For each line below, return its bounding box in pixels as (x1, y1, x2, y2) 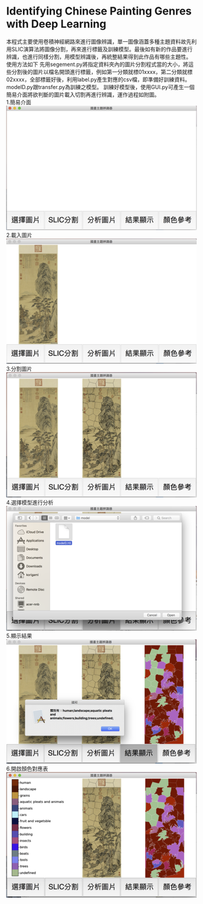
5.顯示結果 (6, 632, 32, 639)
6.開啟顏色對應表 (6, 765, 48, 772)
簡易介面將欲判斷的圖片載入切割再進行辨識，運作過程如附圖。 (6, 91, 160, 98)
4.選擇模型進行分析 (6, 499, 54, 506)
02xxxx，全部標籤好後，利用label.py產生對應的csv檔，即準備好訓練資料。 (6, 76, 190, 83)
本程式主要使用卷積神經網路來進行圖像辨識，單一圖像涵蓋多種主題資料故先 (6, 38, 192, 45)
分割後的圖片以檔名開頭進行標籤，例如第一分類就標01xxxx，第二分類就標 (11, 68, 193, 75)
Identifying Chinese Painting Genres (6, 4, 192, 18)
